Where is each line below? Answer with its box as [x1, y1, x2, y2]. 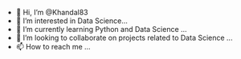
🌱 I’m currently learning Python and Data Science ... [15, 25, 187, 33]
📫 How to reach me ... [15, 42, 91, 51]
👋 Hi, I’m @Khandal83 [15, 8, 88, 17]
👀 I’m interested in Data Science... [15, 16, 129, 26]
